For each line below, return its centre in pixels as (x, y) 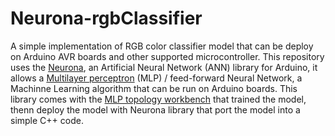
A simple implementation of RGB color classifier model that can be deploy (162, 46)
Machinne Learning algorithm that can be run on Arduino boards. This (154, 88)
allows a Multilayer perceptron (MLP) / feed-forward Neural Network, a (156, 78)
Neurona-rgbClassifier (106, 18)
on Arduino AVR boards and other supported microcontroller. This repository (167, 56)
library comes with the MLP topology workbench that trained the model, (158, 99)
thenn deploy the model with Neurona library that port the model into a (155, 109)
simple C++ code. (47, 120)
